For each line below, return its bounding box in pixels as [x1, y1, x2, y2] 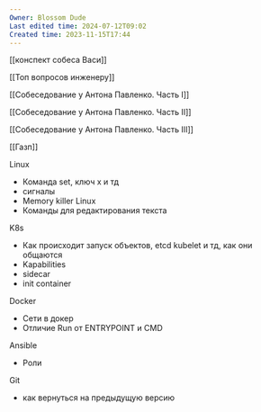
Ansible [9, 340, 38, 351]
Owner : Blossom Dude [9, 13, 87, 22]
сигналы [22, 186, 56, 197]
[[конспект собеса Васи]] [9, 55, 107, 66]
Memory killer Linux [22, 195, 96, 207]
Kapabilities [22, 259, 66, 270]
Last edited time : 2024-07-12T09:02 [9, 22, 147, 31]
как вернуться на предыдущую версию [22, 392, 175, 403]
